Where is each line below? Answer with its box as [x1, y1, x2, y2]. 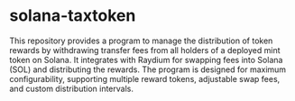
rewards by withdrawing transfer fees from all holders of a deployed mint [9, 44, 281, 55]
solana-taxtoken [9, 5, 136, 26]
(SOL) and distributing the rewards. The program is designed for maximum [9, 64, 287, 75]
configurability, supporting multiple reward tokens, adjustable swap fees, [9, 73, 281, 84]
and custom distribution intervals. [9, 83, 134, 94]
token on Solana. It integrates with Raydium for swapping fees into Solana [9, 54, 283, 65]
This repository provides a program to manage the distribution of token [9, 35, 273, 46]
